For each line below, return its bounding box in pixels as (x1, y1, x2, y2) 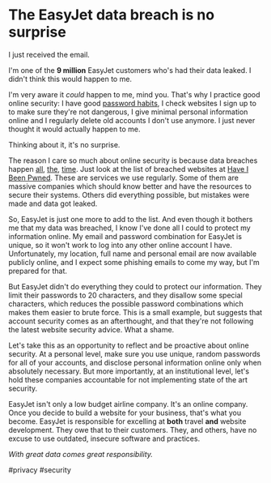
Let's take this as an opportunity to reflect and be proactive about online (8, 340, 249, 350)
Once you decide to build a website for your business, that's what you (8, 408, 241, 417)
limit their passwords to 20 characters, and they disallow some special (8, 290, 243, 300)
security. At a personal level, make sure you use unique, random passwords (8, 348, 260, 358)
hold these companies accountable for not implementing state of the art (8, 374, 248, 384)
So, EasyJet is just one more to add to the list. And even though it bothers (8, 214, 253, 224)
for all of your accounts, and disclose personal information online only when (8, 357, 262, 367)
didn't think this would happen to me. (8, 74, 132, 83)
